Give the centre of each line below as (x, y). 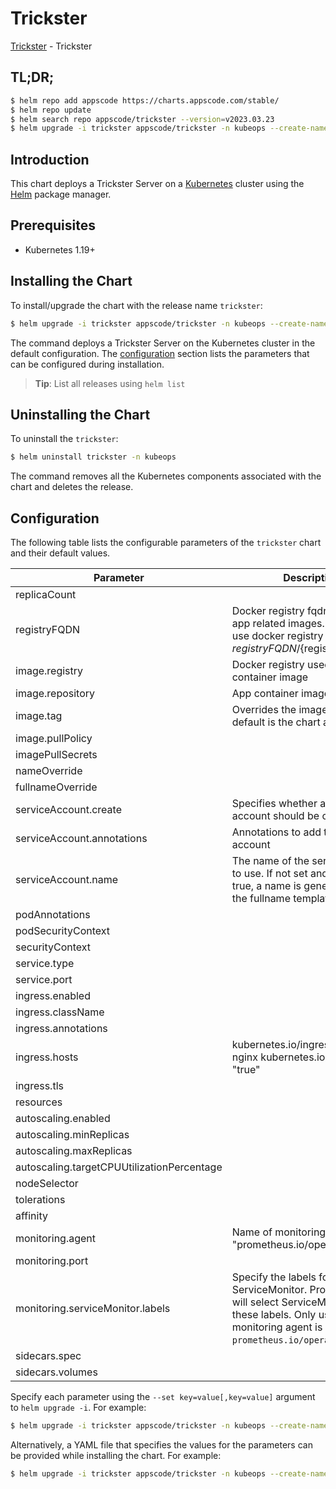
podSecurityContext (63, 931)
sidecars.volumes (56, 1372)
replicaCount (46, 595)
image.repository (55, 694)
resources (39, 1102)
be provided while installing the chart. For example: (116, 1455)
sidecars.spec (48, 1356)
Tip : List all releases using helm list (110, 383)
